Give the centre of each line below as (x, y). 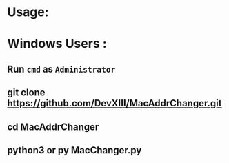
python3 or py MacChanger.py (74, 150)
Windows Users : (57, 44)
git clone (27, 93)
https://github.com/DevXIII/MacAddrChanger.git (114, 103)
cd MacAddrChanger (53, 127)
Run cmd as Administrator (61, 69)
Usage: (28, 12)
